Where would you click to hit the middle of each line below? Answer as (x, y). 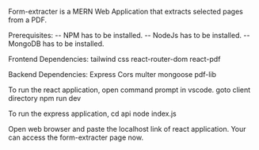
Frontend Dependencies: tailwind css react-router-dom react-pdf (114, 59)
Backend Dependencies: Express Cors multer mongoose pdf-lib (112, 74)
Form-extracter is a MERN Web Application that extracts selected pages (126, 12)
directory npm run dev (45, 98)
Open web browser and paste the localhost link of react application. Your (128, 129)
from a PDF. (28, 20)
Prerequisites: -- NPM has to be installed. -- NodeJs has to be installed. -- (129, 35)
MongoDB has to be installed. (56, 44)
